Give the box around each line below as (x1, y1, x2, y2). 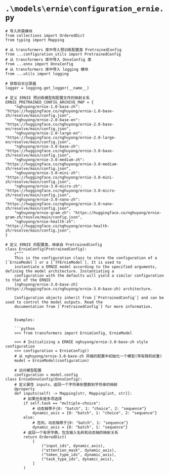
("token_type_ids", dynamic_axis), (41, 452, 116, 457)
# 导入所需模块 (5, 28, 33, 34)
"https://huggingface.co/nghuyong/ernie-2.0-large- (5, 135, 116, 140)
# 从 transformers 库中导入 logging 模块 (5, 67, 89, 72)
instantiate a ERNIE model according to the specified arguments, (14, 264, 157, 269)
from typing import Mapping (5, 37, 65, 42)
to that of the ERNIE (5, 277, 51, 282)
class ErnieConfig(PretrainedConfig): (5, 247, 87, 252)
